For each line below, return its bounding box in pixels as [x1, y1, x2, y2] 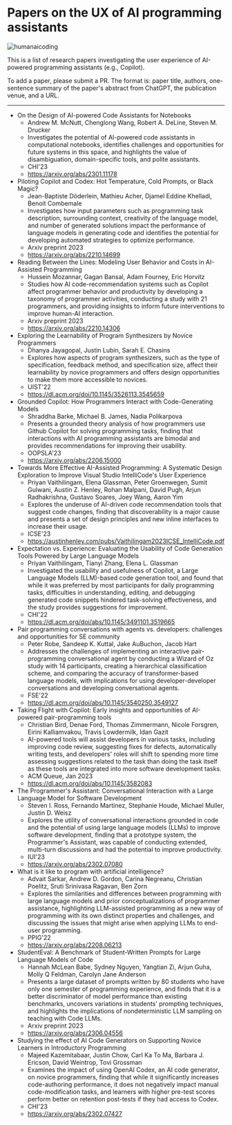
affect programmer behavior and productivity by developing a [27, 287, 203, 295]
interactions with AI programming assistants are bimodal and [27, 434, 200, 442]
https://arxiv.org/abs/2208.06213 [27, 940, 122, 949]
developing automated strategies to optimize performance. [27, 236, 195, 244]
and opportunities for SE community [17, 632, 121, 641]
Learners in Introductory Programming [17, 1043, 126, 1052]
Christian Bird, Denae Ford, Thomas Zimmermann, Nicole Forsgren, [27, 720, 219, 728]
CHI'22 [27, 610, 48, 618]
